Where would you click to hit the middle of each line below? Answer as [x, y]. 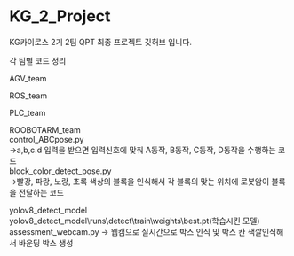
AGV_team [28, 78]
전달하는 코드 [41, 192]
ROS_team [28, 96]
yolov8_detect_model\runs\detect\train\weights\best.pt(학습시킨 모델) [135, 221]
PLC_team [28, 112]
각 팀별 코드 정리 [38, 60]
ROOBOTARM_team [45, 129]
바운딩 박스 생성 [46, 243]
